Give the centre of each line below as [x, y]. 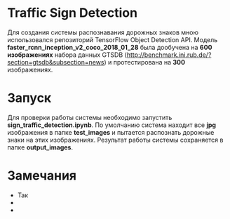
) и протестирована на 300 [145, 62]
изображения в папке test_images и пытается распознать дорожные [111, 132]
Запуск [29, 98]
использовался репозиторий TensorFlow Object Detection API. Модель [113, 39]
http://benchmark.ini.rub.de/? [169, 55]
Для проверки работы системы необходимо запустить [90, 117]
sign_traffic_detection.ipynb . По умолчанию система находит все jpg [111, 125]
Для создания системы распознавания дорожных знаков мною [103, 32]
